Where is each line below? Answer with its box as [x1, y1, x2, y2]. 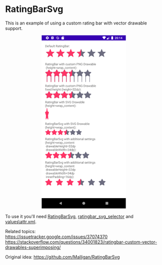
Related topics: [5, 228, 36, 234]
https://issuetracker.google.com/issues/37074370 [5, 234, 108, 240]
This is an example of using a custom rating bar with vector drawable [5, 20, 147, 26]
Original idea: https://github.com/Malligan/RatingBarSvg [5, 254, 120, 260]
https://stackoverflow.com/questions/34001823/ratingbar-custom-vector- [5, 239, 158, 245]
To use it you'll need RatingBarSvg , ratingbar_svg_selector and [5, 213, 134, 219]
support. [5, 25, 23, 31]
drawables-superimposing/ [5, 244, 61, 250]
